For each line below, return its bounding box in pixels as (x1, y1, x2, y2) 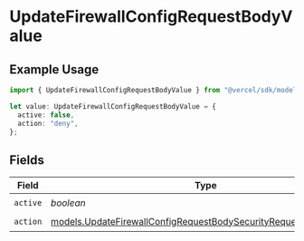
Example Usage (9, 62, 100, 77)
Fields (9, 152, 45, 168)
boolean (51, 197, 86, 209)
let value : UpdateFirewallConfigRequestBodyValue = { (9, 101, 217, 111)
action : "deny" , (17, 119, 79, 128)
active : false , (17, 111, 75, 120)
